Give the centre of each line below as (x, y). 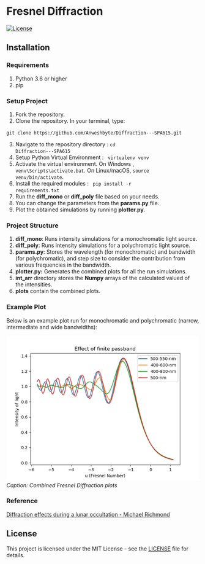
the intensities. (34, 284)
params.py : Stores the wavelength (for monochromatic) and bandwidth (105, 252)
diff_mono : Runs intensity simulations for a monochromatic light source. (106, 239)
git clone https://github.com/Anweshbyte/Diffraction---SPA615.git (94, 133)
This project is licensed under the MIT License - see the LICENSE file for (97, 549)
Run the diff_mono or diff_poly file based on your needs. (87, 196)
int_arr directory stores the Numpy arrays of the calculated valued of (102, 278)
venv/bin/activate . (39, 177)
